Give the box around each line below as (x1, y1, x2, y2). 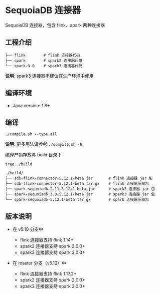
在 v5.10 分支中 (12, 226, 44, 232)
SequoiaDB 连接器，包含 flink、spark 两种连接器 (5, 22, 105, 28)
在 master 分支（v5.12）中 (12, 260, 66, 266)
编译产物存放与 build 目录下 (5, 152, 62, 158)
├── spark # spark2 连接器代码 (5, 58, 83, 63)
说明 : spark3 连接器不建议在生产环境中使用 (5, 73, 94, 79)
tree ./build (5, 162, 33, 167)
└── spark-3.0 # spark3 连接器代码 (5, 63, 83, 68)
